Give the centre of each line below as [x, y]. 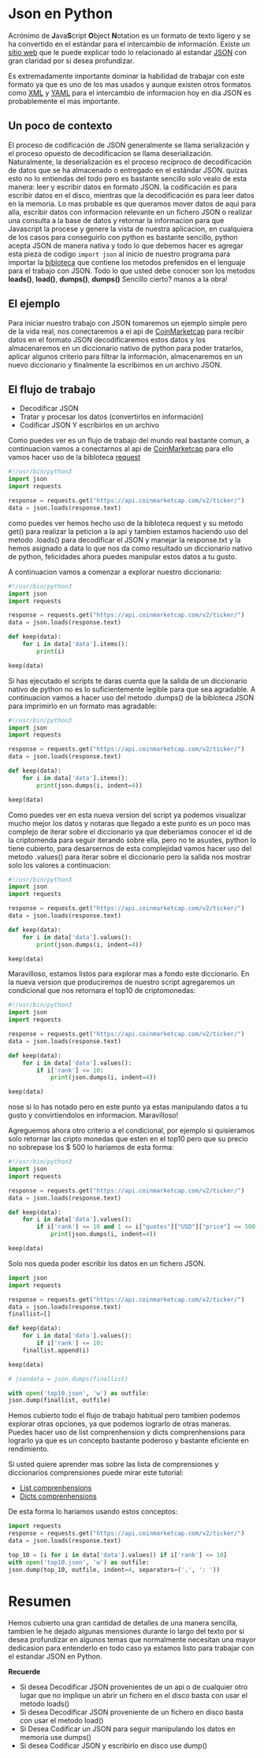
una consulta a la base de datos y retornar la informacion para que [116, 220]
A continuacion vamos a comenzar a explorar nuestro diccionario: [115, 572]
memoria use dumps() [56, 1737]
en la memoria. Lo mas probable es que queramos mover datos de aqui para [132, 203]
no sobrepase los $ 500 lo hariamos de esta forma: [91, 1148]
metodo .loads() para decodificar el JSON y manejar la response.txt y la [125, 539]
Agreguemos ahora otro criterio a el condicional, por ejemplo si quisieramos [131, 1131]
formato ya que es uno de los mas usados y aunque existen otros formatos [130, 84]
